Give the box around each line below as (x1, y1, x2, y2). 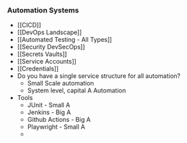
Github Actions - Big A (27, 116, 91, 124)
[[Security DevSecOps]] (16, 43, 85, 51)
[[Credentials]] (16, 64, 59, 73)
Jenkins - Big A (27, 108, 71, 116)
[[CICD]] (16, 21, 41, 29)
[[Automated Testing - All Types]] (16, 36, 112, 44)
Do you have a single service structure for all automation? (16, 72, 181, 80)
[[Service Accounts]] (16, 57, 77, 66)
